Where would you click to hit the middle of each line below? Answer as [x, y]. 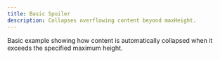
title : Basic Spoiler [39, 14]
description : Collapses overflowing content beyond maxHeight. [102, 20]
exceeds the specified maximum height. [65, 48]
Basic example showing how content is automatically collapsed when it [110, 40]
